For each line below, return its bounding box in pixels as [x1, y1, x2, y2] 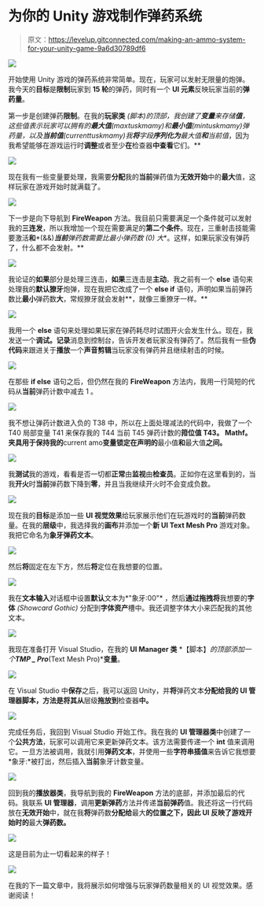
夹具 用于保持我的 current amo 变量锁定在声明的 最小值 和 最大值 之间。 [8, 438, 227, 447]
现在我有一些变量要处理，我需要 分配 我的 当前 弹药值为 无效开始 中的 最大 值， [8, 172, 249, 181]
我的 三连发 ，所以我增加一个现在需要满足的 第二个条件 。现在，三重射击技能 [8, 223, 249, 232]
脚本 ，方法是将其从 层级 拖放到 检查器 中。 [21, 695, 153, 705]
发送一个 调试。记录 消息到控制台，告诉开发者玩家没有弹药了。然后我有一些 [8, 335, 249, 345]
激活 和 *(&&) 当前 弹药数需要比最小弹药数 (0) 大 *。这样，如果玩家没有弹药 [14, 233, 250, 242]
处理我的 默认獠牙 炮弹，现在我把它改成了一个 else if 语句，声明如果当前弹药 [8, 284, 253, 294]
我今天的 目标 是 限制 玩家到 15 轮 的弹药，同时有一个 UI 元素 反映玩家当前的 [8, 84, 244, 94]
